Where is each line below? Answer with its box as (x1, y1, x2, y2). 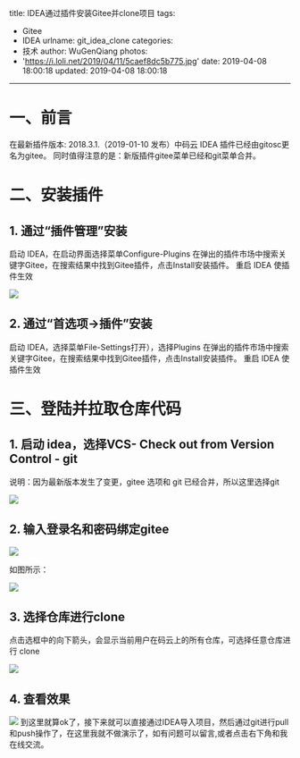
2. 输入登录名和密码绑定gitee (9, 522, 170, 537)
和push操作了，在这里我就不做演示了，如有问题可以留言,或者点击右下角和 (9, 728, 280, 739)
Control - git (9, 451, 79, 467)
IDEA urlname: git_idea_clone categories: (21, 35, 174, 46)
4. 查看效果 (9, 691, 71, 706)
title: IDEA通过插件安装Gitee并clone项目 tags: (9, 8, 176, 18)
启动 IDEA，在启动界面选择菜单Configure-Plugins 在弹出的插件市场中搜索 (9, 248, 279, 259)
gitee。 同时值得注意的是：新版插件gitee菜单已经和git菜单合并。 (24, 150, 261, 161)
